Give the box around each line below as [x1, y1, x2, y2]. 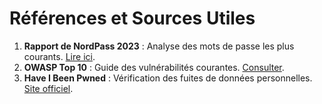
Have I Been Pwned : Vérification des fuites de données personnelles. [23, 72, 313, 84]
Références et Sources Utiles [9, 7, 256, 30]
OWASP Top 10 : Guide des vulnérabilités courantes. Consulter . [23, 61, 285, 73]
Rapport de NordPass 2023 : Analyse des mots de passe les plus [23, 40, 295, 52]
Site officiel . [23, 82, 74, 94]
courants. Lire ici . [23, 50, 96, 62]
